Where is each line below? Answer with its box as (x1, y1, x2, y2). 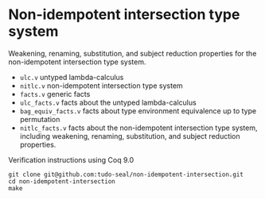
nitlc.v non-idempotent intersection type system (19, 81, 183, 90)
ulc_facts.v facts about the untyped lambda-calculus (19, 98, 197, 107)
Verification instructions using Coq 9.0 (8, 155, 134, 164)
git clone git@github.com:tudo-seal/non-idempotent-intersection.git (8, 170, 244, 178)
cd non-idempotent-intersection (8, 177, 115, 186)
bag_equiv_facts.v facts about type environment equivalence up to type (19, 105, 257, 116)
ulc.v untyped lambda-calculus (19, 72, 124, 82)
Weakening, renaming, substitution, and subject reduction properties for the (8, 48, 257, 58)
